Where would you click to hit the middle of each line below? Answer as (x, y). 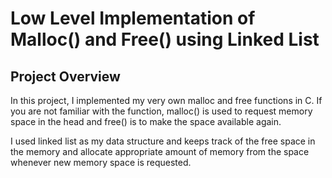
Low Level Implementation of (133, 18)
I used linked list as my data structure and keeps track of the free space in (163, 141)
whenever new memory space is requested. (101, 162)
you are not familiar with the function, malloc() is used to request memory (161, 111)
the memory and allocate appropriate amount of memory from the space (160, 151)
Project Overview (65, 76)
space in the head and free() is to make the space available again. (146, 121)
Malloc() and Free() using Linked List (165, 39)
